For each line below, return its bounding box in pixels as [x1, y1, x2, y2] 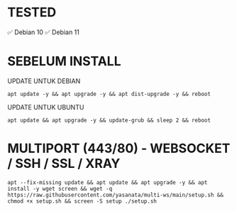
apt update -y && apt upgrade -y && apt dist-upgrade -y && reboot [7, 90, 211, 97]
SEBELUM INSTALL [7, 53, 122, 70]
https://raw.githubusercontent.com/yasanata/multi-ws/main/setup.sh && [7, 191, 224, 198]
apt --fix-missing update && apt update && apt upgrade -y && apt [7, 179, 208, 186]
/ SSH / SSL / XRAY [7, 156, 121, 171]
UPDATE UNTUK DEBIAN [7, 76, 81, 85]
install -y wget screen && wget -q [7, 185, 113, 192]
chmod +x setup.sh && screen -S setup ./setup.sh [7, 197, 158, 205]
